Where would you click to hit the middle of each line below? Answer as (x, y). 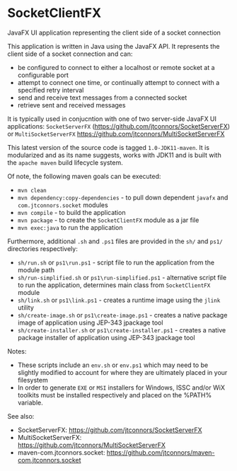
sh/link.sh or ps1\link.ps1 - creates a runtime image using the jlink (119, 300)
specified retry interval (51, 90)
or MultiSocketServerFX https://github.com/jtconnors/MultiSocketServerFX (116, 134)
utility (25, 307)
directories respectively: (42, 248)
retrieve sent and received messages (71, 105)
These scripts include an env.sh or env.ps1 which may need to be (113, 365)
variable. (30, 402)
